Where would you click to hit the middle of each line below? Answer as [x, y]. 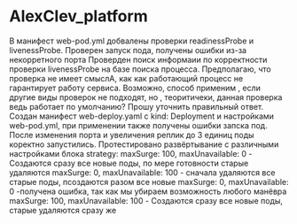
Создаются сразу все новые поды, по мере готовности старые [129, 163]
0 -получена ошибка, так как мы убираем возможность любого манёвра [148, 191]
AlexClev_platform [78, 16]
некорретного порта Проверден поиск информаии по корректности [138, 59]
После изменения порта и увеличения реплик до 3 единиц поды [132, 135]
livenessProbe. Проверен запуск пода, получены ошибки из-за [128, 50]
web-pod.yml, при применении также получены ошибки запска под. [138, 125]
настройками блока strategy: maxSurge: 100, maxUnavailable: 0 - [131, 153]
